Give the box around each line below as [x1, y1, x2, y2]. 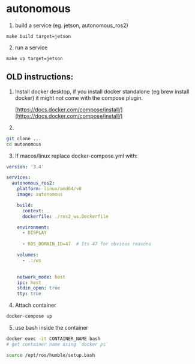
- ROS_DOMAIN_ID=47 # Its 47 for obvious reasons [22, 241, 152, 247]
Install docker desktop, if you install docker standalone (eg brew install [14, 88, 190, 95]
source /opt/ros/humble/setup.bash [6, 352, 95, 358]
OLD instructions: [6, 72, 74, 82]
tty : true [17, 291, 42, 297]
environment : [17, 224, 50, 230]
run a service [14, 44, 48, 51]
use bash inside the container [14, 324, 89, 331]
